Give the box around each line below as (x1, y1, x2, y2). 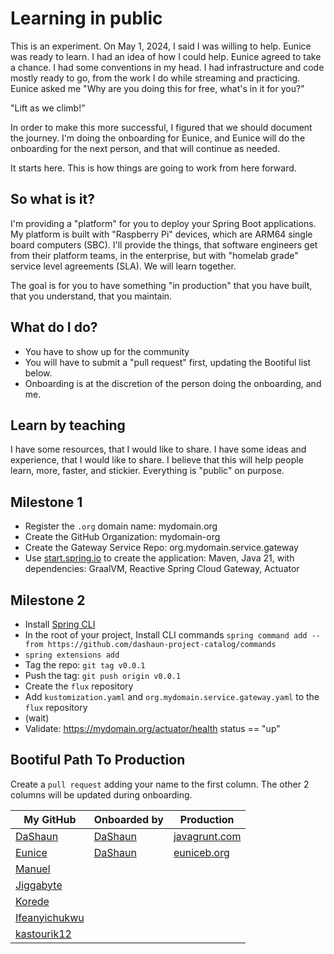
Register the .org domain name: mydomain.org (24, 520, 218, 532)
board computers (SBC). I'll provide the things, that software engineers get (10, 238, 318, 251)
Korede (15, 894, 50, 908)
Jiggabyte (15, 878, 63, 892)
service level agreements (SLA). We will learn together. (10, 260, 237, 272)
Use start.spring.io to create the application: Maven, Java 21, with (24, 552, 295, 564)
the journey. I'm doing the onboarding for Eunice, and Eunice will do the (10, 132, 306, 144)
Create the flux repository (24, 680, 134, 692)
